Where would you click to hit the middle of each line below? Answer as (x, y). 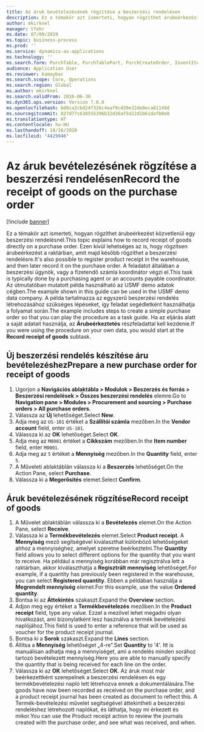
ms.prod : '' (21, 46)
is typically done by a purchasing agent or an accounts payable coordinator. (101, 278)
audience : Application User (42, 68)
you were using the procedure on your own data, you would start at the (95, 330)
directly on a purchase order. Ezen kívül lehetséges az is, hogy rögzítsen (97, 246)
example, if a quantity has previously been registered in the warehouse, (104, 574)
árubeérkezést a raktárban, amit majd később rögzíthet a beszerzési (92, 252)
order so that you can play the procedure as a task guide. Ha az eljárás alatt (101, 317)
